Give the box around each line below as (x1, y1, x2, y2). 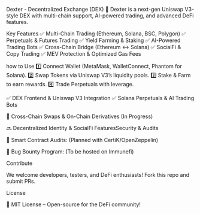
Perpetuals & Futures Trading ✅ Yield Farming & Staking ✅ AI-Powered (6, 37, 181, 44)
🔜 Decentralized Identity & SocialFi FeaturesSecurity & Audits (6, 125, 159, 131)
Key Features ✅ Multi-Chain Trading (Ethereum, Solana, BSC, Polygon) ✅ (6, 30, 187, 37)
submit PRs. (6, 177, 36, 185)
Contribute (6, 159, 33, 167)
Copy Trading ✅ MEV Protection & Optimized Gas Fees (6, 50, 141, 57)
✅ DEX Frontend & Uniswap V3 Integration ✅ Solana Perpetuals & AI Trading (6, 95, 195, 101)
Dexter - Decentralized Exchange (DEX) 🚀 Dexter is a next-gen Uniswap (6, 6, 184, 13)
